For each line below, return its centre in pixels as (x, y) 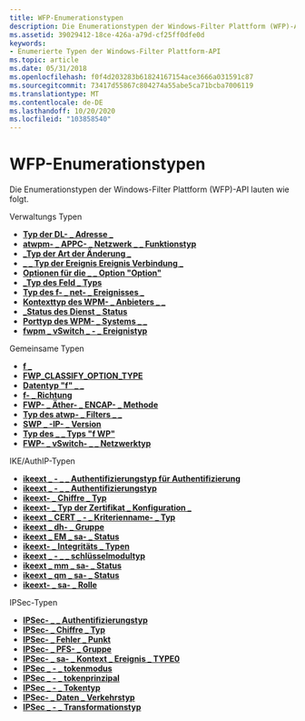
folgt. (19, 199)
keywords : (28, 43)
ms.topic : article (44, 60)
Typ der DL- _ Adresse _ (68, 235)
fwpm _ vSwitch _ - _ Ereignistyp (85, 331)
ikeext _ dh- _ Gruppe (63, 527)
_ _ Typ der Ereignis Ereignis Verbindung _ (103, 264)
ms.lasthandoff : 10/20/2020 (63, 111)
